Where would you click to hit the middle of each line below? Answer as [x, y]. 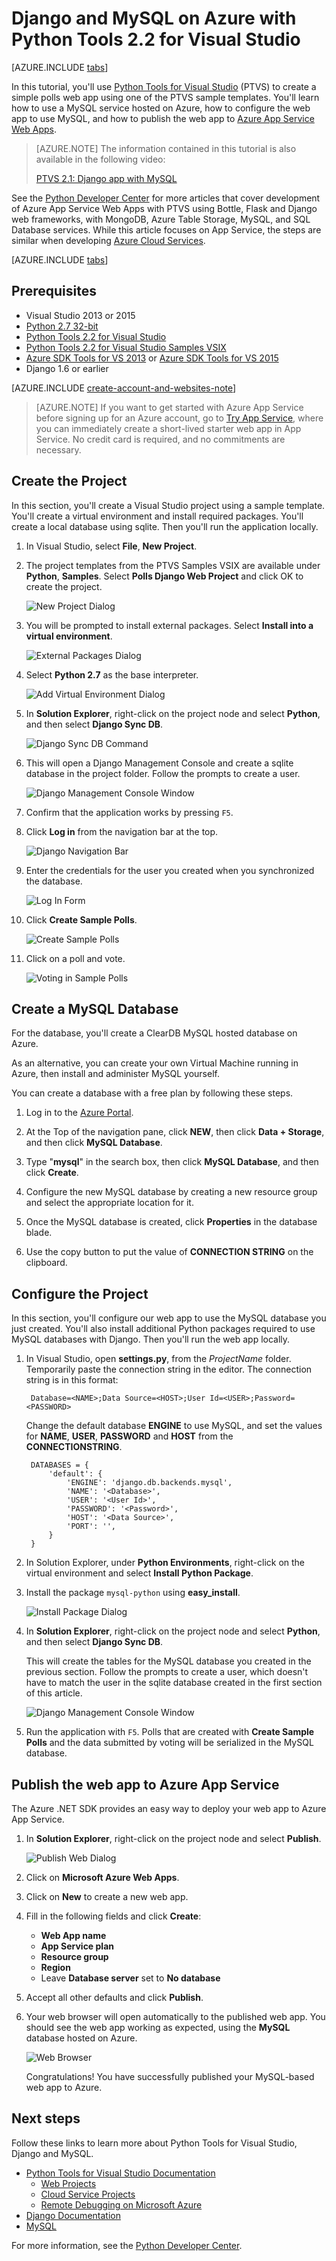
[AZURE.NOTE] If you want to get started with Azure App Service [169, 407]
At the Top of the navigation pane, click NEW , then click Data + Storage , [175, 1132]
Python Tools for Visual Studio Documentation [120, 2173]
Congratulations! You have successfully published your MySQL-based [170, 2076]
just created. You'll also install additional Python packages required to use [163, 1329]
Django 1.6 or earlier [67, 368]
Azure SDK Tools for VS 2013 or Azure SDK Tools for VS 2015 [152, 358]
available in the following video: [100, 159]
